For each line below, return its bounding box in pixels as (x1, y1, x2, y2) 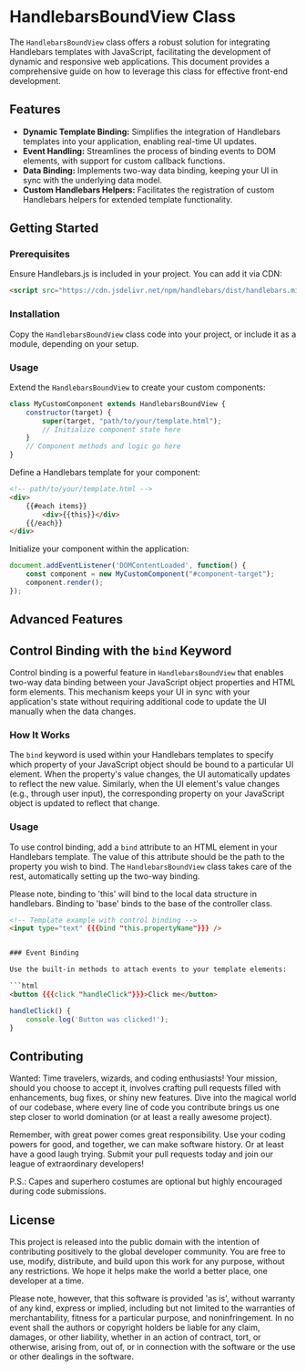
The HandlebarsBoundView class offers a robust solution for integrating (9, 37, 270, 47)
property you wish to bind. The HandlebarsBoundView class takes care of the (9, 861, 292, 872)
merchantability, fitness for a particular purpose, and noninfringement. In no (9, 1313, 294, 1324)
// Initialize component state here (42, 424, 181, 434)
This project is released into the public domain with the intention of (9, 1237, 260, 1248)
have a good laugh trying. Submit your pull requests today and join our (9, 1148, 274, 1160)
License (9, 1212, 56, 1228)
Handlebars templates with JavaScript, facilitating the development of (9, 46, 271, 57)
